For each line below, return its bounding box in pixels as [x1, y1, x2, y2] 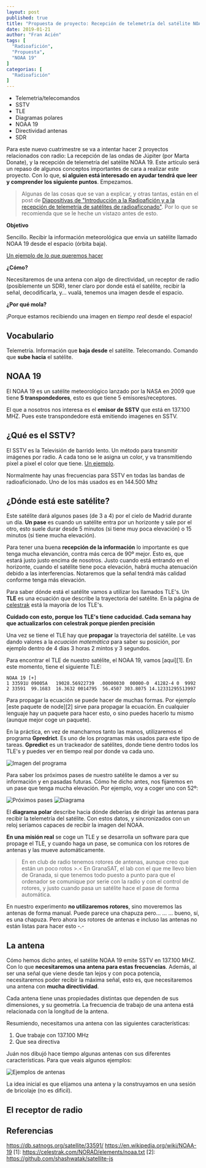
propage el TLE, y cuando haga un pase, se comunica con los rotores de [6, 840, 190, 847]
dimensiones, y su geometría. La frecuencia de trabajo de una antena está [6, 1001, 194, 1009]
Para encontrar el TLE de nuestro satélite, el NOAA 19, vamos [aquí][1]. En [6, 657, 193, 664]
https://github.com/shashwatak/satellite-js [6, 1155, 113, 1162]
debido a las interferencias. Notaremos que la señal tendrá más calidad [6, 570, 186, 577]
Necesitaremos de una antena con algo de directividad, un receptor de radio [6, 276, 199, 283]
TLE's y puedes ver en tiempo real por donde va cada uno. [6, 748, 154, 755]
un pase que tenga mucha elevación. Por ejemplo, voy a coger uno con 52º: [6, 784, 199, 792]
